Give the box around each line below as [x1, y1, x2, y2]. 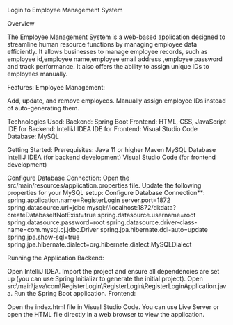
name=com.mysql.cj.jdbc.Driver [7, 226, 99, 233]
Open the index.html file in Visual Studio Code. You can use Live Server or [7, 303, 220, 311]
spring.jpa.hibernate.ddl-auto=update [99, 226, 209, 233]
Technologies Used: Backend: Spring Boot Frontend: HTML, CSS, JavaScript [7, 117, 227, 126]
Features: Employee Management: [7, 83, 106, 91]
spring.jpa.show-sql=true [7, 233, 80, 241]
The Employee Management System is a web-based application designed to [7, 33, 226, 41]
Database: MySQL [7, 132, 59, 140]
